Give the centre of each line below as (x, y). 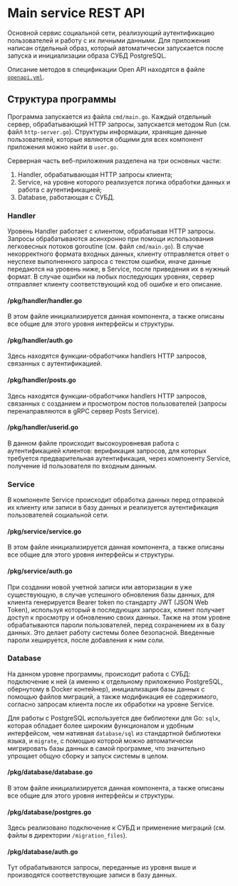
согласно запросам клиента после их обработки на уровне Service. (111, 704)
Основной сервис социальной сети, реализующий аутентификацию (111, 33)
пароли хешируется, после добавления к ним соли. (86, 640)
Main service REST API (76, 13)
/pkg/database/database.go (50, 772)
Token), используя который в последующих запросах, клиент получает (116, 609)
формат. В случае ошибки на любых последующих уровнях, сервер (111, 277)
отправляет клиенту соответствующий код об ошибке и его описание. (115, 284)
